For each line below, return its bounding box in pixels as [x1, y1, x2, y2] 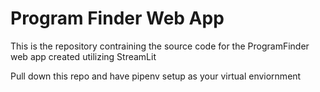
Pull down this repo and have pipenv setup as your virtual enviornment [10, 70, 302, 82]
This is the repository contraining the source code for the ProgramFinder [10, 40, 310, 52]
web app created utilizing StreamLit [10, 50, 157, 62]
